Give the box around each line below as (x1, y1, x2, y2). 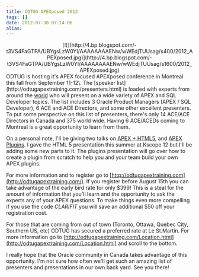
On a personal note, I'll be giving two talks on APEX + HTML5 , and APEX (6, 135, 182, 142)
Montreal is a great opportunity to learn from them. (6, 123, 130, 130)
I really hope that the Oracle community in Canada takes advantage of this (6, 251, 188, 259)
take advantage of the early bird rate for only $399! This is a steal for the (6, 184, 184, 192)
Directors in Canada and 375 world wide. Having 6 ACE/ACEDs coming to (6, 117, 185, 125)
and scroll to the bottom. (117, 240, 178, 247)
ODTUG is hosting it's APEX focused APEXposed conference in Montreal (6, 73, 184, 80)
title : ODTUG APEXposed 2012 (6, 8, 78, 15)
